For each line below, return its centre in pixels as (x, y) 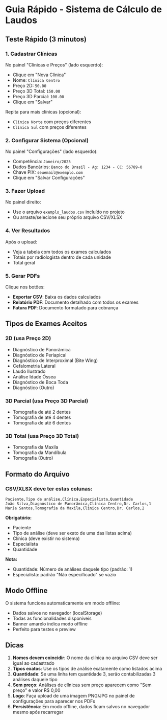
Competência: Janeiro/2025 (42, 162)
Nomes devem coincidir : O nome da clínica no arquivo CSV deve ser (85, 658)
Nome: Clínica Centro (36, 80)
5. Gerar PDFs (23, 276)
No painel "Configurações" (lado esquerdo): (51, 151)
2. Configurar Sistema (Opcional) (47, 140)
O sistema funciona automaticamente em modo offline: (63, 603)
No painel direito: (23, 202)
